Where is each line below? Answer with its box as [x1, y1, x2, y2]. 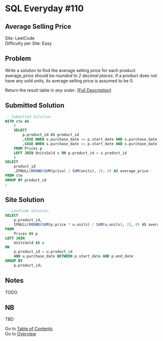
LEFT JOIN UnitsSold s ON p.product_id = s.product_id [14, 151, 127, 155]
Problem [5, 55, 32, 63]
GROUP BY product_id [5, 177, 47, 183]
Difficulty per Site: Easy [5, 40, 52, 46]
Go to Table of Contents [5, 326, 53, 332]
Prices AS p [14, 231, 38, 236]
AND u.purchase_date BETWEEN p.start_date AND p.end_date [14, 254, 133, 259]
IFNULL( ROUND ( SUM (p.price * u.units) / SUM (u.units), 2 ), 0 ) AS [14, 222, 147, 227]
